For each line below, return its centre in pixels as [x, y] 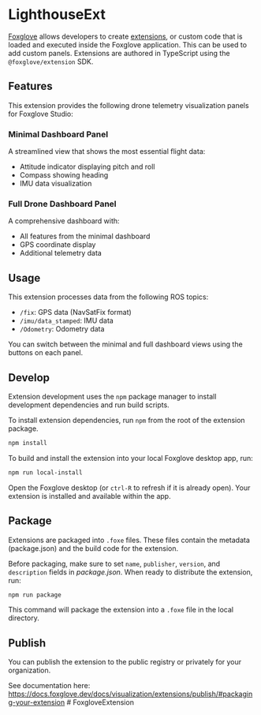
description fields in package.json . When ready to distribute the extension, [130, 572]
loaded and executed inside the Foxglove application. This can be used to [127, 44]
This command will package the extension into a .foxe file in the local [121, 610]
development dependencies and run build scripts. [89, 405]
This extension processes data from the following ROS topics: [108, 297]
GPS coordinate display [58, 245]
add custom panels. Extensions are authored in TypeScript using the [119, 53]
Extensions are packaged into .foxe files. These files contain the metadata [129, 540]
